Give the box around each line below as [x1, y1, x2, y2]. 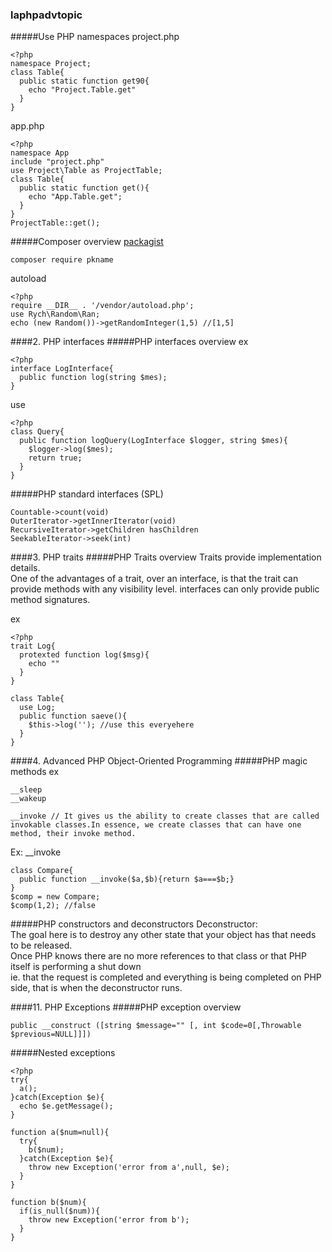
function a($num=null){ [10, 1128, 110, 1138]
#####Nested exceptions [10, 1047, 116, 1059]
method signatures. [10, 594, 91, 606]
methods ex [10, 766, 60, 778]
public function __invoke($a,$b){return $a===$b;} [19, 874, 235, 885]
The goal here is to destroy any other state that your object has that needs [10, 929, 317, 941]
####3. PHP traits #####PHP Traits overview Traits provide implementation [10, 551, 322, 563]
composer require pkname [10, 255, 114, 265]
